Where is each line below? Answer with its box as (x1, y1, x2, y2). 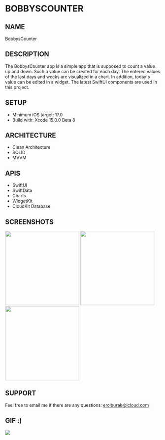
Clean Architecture (12, 144, 51, 150)
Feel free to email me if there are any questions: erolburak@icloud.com (5, 402, 149, 408)
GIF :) (5, 416, 22, 425)
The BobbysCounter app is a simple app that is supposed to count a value (5, 63, 155, 69)
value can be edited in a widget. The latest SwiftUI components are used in (5, 79, 158, 85)
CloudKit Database (12, 203, 51, 209)
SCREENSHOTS (5, 218, 54, 226)
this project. (5, 84, 30, 90)
